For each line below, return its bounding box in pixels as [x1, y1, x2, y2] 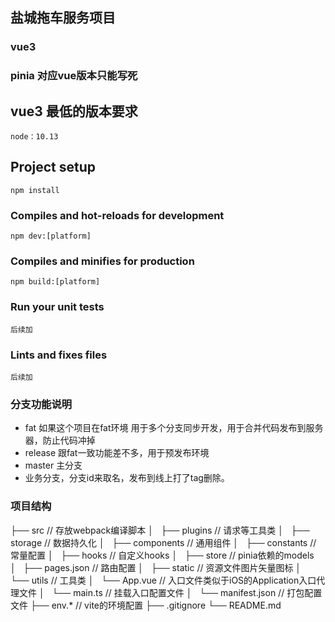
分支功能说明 [10, 397, 73, 411]
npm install [10, 185, 60, 195]
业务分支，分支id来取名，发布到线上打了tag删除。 [24, 472, 230, 484]
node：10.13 [10, 132, 59, 142]
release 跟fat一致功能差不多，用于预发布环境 [24, 447, 210, 459]
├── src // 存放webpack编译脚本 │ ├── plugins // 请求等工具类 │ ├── [10, 524, 310, 536]
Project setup [10, 159, 97, 176]
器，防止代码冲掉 [24, 434, 96, 447]
